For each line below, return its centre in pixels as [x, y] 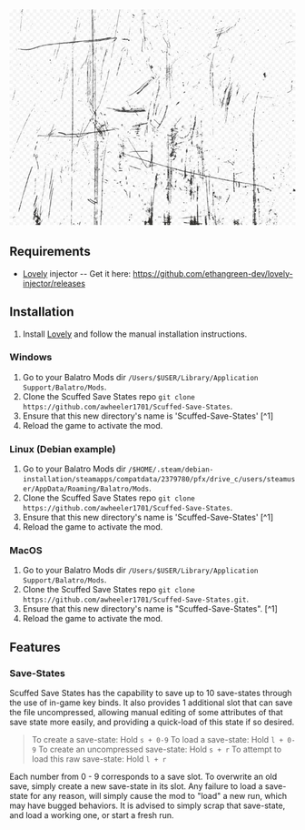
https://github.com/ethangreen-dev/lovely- [213, 273]
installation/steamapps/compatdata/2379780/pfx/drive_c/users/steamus [159, 480]
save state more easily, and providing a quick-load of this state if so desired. [152, 722]
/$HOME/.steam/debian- [171, 470]
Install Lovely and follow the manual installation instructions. [135, 334]
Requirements [50, 252]
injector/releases [54, 283]
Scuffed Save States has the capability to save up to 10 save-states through [151, 693]
